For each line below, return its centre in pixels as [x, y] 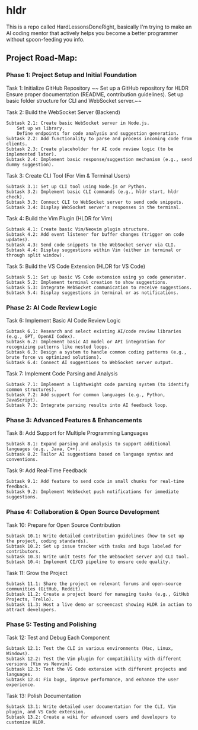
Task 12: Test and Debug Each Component [58, 637]
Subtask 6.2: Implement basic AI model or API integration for [86, 342]
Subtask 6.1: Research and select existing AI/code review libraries [94, 331]
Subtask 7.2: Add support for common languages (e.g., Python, [86, 395]
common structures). [32, 390]
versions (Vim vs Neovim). [39, 664]
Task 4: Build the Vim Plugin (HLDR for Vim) [59, 218]
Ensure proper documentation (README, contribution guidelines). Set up [95, 94]
